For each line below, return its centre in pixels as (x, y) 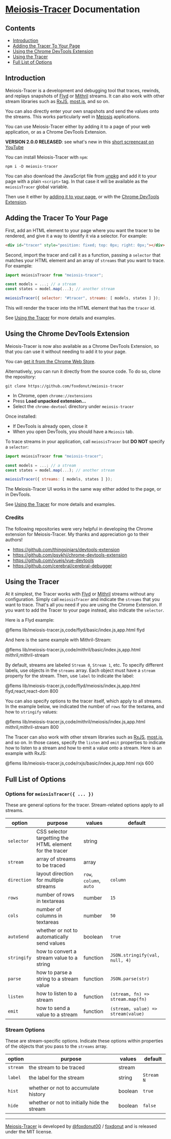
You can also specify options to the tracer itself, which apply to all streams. (84, 701)
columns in (49, 916)
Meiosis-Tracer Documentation (73, 9)
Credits (15, 518)
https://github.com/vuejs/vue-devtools (53, 560)
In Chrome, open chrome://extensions (52, 395)
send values (51, 943)
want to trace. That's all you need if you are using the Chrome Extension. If (84, 605)
